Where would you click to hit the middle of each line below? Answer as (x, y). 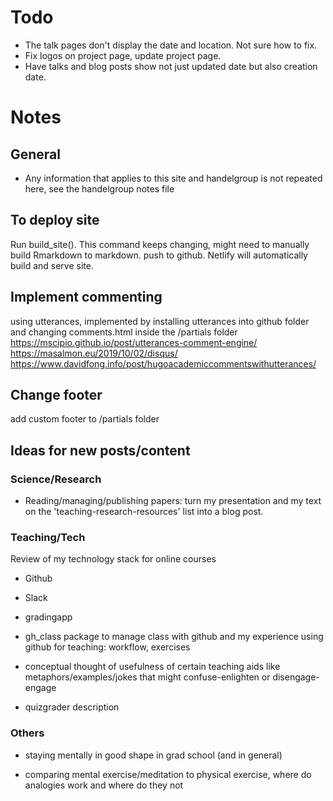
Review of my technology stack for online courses (113, 559)
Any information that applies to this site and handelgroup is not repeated (173, 178)
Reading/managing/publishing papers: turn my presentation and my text (173, 501)
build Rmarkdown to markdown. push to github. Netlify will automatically (159, 255)
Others (27, 733)
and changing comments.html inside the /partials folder (124, 332)
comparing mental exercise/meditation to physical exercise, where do (168, 774)
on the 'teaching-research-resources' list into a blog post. (144, 512)
